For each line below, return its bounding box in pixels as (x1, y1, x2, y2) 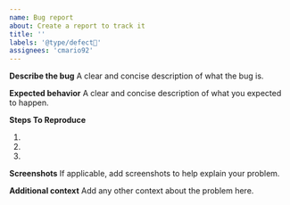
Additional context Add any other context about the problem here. (9, 185, 254, 196)
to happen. (9, 97, 49, 108)
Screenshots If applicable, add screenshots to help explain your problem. (9, 168, 280, 179)
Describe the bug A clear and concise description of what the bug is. (9, 70, 264, 81)
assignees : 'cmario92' (9, 46, 94, 55)
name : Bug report (9, 12, 74, 22)
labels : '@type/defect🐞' (9, 37, 102, 47)
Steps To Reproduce (9, 115, 87, 126)
